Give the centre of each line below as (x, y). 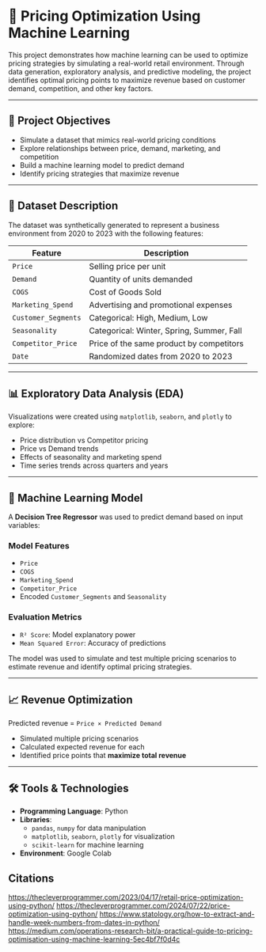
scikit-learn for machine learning (87, 845)
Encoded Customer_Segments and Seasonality (93, 597)
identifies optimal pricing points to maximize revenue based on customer (127, 80)
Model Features (39, 546)
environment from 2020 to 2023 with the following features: (106, 233)
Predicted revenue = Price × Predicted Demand (85, 723)
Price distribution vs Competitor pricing (84, 440)
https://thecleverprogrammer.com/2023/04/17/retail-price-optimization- (126, 897)
